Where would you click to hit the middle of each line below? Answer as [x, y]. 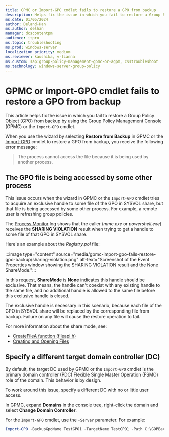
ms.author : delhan [24, 29]
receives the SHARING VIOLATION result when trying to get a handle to [79, 229]
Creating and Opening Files [41, 341]
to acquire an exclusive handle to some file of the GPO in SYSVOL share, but [84, 203]
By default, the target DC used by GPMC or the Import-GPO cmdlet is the [80, 369]
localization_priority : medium [38, 52]
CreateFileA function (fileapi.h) [44, 336]
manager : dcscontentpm [29, 33]
